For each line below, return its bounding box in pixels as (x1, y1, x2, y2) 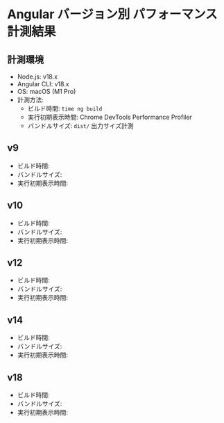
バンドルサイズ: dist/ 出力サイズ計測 (27, 122, 134, 129)
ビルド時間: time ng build (27, 104, 103, 112)
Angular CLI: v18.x (17, 80, 69, 88)
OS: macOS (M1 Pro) (17, 88, 76, 95)
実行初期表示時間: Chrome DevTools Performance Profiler (27, 113, 193, 121)
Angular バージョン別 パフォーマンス (7, 6, 218, 22)
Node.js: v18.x (17, 72, 58, 81)
